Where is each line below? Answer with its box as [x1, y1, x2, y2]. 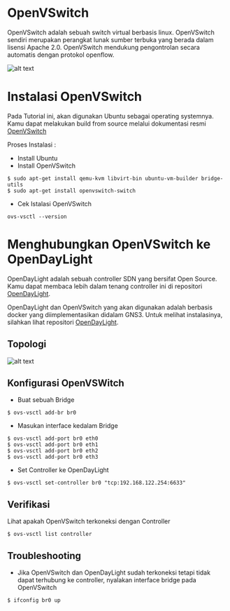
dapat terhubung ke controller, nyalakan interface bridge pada [17, 576, 197, 584]
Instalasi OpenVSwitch [7, 89, 142, 105]
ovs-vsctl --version [7, 213, 68, 220]
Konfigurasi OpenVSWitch [7, 377, 124, 389]
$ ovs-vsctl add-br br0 [7, 409, 77, 417]
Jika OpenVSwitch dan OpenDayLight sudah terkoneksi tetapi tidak [17, 568, 211, 577]
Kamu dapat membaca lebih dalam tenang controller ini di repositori [7, 282, 203, 290]
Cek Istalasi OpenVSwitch [17, 199, 92, 208]
